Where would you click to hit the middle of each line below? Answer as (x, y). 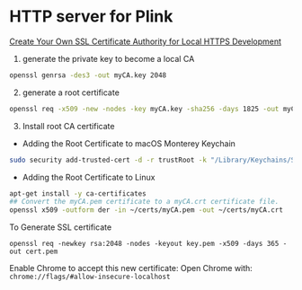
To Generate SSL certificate (61, 227)
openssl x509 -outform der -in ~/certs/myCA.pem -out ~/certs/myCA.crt (146, 210)
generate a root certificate (71, 92)
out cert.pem (34, 252)
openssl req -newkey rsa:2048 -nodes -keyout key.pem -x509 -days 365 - (148, 244)
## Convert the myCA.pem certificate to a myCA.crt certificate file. (144, 202)
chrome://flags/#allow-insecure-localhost (90, 277)
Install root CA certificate (68, 126)
